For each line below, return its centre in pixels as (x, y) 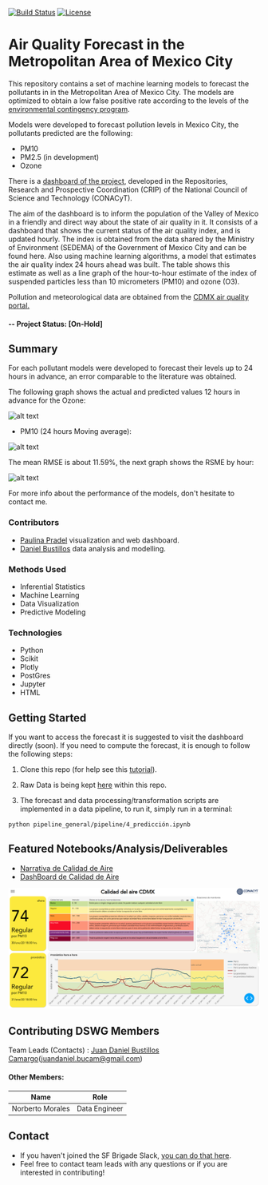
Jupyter (33, 684)
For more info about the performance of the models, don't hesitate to (122, 493)
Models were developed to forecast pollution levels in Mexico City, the (124, 125)
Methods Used (37, 569)
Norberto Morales (41, 1109)
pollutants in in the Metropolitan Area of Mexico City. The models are (121, 92)
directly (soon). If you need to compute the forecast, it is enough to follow (129, 746)
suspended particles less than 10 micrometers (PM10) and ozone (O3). (124, 281)
